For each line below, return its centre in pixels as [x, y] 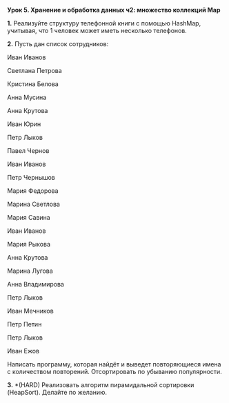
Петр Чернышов [31, 177]
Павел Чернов [28, 151]
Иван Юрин [24, 124]
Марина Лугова [30, 271]
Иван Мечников [30, 311]
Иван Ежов [23, 351]
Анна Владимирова [36, 284]
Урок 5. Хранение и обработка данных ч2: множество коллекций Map [114, 10]
